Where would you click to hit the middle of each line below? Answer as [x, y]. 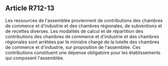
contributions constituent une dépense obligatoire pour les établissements [83, 52]
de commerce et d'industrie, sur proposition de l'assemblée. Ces [73, 47]
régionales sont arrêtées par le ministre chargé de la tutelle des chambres [82, 42]
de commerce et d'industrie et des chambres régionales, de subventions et [84, 26]
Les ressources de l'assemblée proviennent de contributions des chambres [84, 20]
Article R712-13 [30, 8]
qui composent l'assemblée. [35, 58]
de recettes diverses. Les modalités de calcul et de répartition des [74, 31]
